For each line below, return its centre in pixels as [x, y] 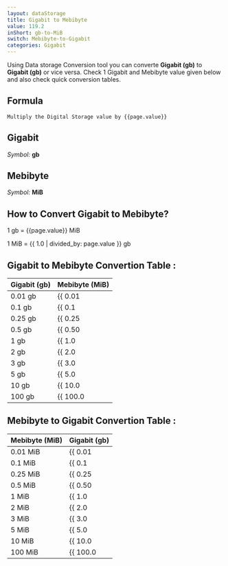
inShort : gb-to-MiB [35, 33]
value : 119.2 [26, 26]
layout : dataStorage [37, 13]
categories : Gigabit [37, 45]
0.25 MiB [25, 474]
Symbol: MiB [25, 192]
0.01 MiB [25, 451]
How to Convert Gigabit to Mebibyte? [88, 214]
